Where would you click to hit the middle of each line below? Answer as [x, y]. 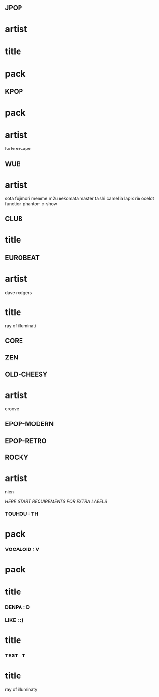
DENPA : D [18, 607]
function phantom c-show [31, 203]
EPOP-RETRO [26, 441]
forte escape [18, 148]
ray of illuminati [20, 326]
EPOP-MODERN [29, 424]
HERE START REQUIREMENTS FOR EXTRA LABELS [56, 501]
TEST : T [15, 655]
